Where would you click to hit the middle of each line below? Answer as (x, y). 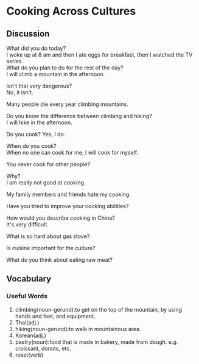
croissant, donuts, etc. (43, 348)
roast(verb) (29, 355)
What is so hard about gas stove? (48, 236)
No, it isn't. (20, 92)
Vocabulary (29, 279)
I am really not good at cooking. (46, 183)
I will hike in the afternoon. (39, 122)
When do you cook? (31, 146)
